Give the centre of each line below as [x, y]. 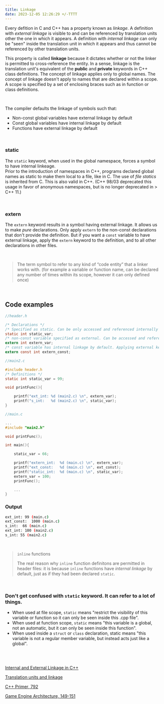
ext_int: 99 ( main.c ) [27, 517]
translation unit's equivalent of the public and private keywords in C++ [76, 68]
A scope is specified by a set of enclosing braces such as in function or [77, 84]
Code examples [29, 305]
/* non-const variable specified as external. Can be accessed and [75, 338]
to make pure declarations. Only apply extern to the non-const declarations [81, 230]
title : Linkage [20, 10]
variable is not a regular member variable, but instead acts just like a [81, 639]
